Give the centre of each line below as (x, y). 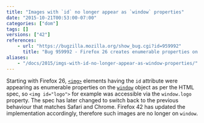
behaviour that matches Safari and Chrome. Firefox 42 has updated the (96, 106)
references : (21, 40)
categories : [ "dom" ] (33, 23)
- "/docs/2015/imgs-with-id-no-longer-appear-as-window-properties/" (108, 63)
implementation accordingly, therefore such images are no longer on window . (102, 113)
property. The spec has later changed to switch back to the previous (93, 100)
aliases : (17, 58)
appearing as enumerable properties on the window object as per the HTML (100, 87)
